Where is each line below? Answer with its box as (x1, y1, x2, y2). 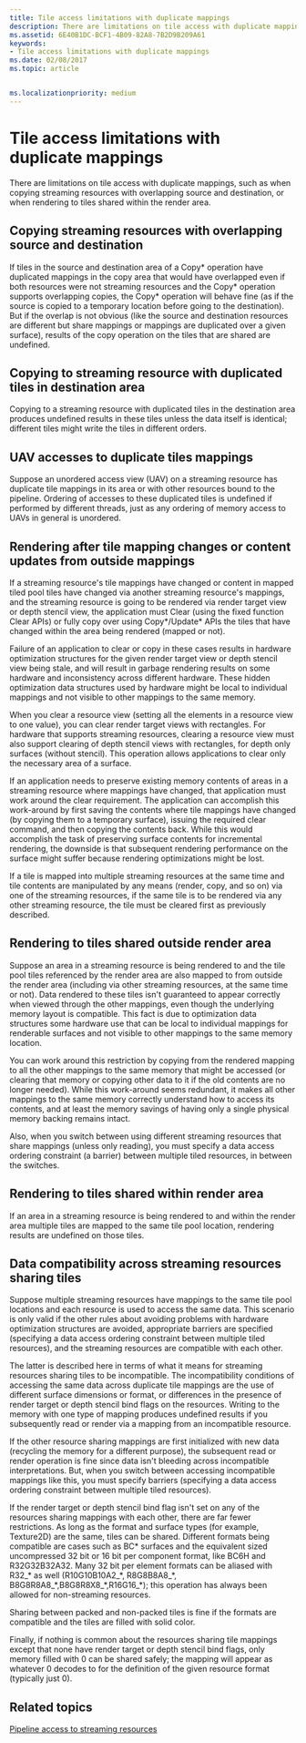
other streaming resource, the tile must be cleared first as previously (9, 899, 267, 910)
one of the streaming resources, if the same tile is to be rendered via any (9, 889, 282, 900)
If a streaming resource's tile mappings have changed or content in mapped (9, 577, 294, 588)
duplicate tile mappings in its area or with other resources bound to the (9, 484, 276, 495)
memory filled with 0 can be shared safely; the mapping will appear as (9, 1654, 273, 1665)
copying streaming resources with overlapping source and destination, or (9, 187, 285, 198)
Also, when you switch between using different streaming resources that (9, 1131, 282, 1142)
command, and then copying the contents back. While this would (9, 824, 253, 835)
